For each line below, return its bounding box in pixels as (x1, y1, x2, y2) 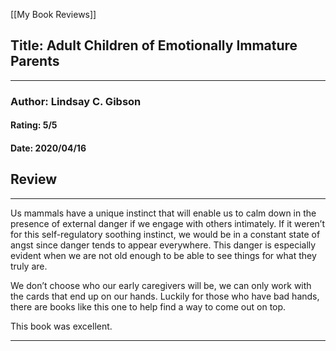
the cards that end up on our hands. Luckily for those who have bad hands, (10, 290, 320, 302)
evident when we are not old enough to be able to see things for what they (10, 249, 317, 261)
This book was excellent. (10, 320, 113, 332)
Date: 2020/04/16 (10, 142, 87, 154)
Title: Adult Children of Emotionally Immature (10, 37, 298, 54)
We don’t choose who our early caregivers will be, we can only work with (10, 279, 312, 291)
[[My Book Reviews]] (10, 9, 97, 20)
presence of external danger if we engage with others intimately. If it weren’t (10, 217, 326, 229)
